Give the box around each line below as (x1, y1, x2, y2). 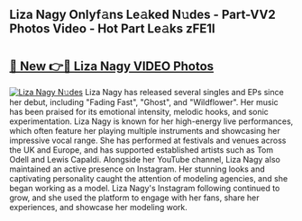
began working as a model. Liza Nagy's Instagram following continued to (9, 183, 280, 193)
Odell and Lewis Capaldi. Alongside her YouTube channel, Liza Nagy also (9, 155, 281, 164)
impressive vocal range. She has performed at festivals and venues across (9, 135, 287, 146)
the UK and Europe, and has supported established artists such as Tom (9, 145, 274, 155)
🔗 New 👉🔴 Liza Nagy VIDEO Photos (9, 58, 215, 74)
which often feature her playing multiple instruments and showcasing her (9, 126, 281, 136)
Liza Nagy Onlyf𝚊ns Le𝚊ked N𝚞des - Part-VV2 (9, 7, 277, 22)
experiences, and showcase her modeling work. (9, 202, 188, 212)
